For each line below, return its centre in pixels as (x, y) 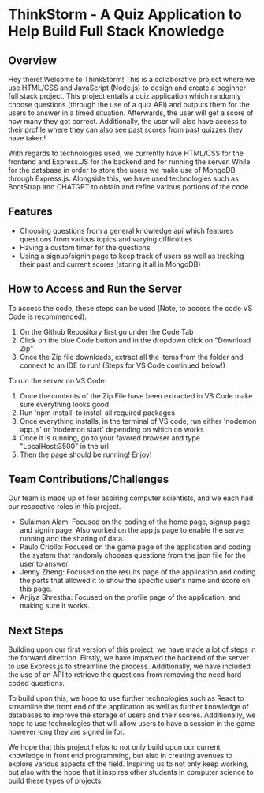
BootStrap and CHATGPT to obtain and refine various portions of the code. (129, 187)
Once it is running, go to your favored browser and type (110, 438)
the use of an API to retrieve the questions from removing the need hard (125, 675)
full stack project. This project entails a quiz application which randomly (125, 96)
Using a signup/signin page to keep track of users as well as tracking (132, 256)
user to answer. (45, 564)
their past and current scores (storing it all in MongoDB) (110, 264)
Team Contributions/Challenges (89, 479)
